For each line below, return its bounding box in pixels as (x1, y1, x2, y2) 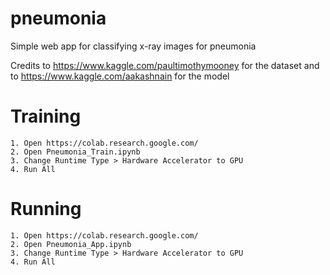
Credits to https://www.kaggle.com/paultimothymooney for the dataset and (10, 59, 320, 71)
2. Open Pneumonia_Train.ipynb (10, 147, 141, 157)
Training (10, 105, 82, 128)
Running (10, 198, 82, 221)
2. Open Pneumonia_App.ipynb (10, 239, 132, 249)
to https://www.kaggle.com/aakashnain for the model (10, 70, 230, 82)
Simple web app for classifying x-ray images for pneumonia (10, 40, 257, 52)
